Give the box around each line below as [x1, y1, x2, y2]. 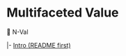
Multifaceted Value [6, 5, 119, 21]
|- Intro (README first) [6, 41, 71, 49]
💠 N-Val [6, 28, 29, 36]
